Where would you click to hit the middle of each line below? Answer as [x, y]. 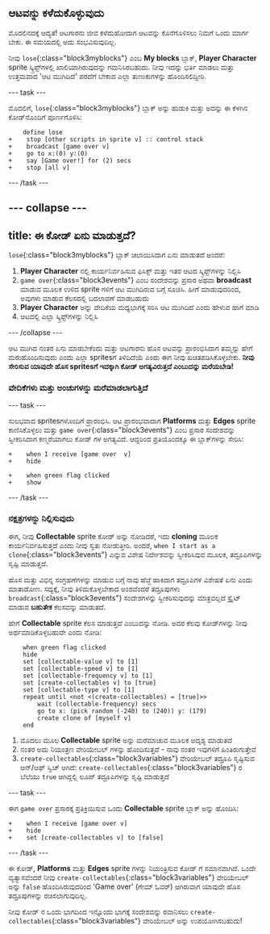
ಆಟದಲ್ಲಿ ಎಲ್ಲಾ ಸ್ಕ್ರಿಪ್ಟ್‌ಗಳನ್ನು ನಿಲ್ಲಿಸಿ [59, 316]
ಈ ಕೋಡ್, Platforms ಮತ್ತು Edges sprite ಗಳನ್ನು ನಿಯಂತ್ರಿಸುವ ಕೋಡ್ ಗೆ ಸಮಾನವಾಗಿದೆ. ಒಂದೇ [132, 868]
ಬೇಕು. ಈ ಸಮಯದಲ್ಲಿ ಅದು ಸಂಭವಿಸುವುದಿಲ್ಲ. [62, 42]
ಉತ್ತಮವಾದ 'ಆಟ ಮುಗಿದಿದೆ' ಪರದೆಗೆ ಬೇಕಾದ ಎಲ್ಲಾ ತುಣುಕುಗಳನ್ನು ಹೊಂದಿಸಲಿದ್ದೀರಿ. [108, 76]
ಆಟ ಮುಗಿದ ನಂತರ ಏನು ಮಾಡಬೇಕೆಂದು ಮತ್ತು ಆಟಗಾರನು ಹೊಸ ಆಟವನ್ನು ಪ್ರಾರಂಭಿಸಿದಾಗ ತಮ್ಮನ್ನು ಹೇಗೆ [131, 348]
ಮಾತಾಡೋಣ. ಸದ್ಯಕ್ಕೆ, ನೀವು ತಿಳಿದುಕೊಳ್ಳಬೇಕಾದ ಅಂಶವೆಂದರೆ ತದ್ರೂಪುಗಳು [94, 588]
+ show [25, 483]
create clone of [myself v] [84, 718]
